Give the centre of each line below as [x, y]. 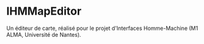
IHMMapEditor [44, 11]
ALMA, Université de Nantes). [44, 34]
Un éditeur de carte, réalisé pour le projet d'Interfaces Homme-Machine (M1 [102, 28]
